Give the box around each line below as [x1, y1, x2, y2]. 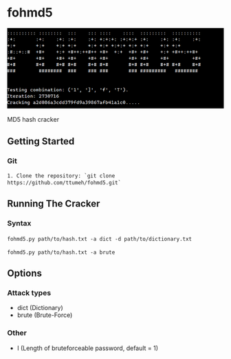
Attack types [7, 288, 52, 298]
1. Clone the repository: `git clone [7, 173, 115, 179]
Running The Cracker [7, 198, 100, 210]
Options [7, 268, 43, 279]
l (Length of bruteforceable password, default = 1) [16, 344, 159, 352]
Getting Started [7, 135, 75, 147]
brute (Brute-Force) [16, 311, 73, 319]
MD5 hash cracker [7, 116, 60, 124]
